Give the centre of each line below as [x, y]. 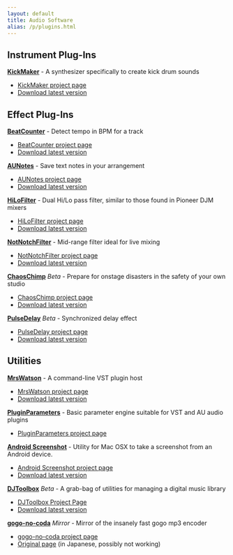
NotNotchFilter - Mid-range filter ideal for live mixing [84, 242]
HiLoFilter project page [50, 221]
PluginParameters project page [62, 433]
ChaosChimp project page [55, 297]
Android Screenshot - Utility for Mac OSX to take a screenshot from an [110, 446]
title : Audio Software [40, 20]
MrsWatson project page [53, 391]
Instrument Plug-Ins [52, 55]
